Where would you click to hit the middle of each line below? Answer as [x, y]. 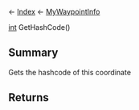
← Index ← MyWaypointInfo [54, 12]
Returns [29, 97]
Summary [33, 53]
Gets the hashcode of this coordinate [69, 72]
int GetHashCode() [39, 27]
